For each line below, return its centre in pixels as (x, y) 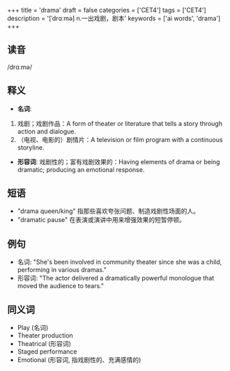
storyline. (31, 147)
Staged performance (47, 352)
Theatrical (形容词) (44, 344)
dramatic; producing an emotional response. (81, 169)
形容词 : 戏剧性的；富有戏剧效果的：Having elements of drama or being (118, 161)
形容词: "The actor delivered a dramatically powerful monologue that (116, 278)
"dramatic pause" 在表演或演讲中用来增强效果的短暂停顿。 (101, 220)
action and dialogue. (47, 131)
